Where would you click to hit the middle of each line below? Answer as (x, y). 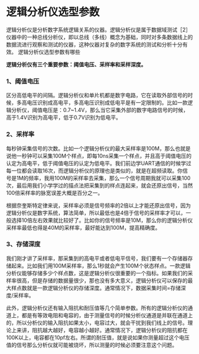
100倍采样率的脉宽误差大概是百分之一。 (55, 192)
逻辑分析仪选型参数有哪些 (49, 52)
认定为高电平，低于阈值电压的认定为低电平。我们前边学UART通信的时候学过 (99, 163)
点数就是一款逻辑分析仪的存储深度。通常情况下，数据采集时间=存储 (99, 288)
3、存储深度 (23, 244)
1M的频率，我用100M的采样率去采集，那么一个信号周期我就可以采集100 (103, 178)
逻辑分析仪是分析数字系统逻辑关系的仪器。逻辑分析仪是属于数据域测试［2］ (99, 30)
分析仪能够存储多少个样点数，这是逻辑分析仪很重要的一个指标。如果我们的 (97, 273)
